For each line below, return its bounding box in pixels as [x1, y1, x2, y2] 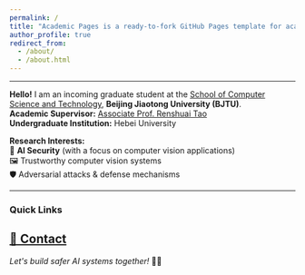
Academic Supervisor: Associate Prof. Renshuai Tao [9, 108, 207, 119]
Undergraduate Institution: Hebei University [9, 118, 177, 128]
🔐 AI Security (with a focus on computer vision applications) [9, 145, 236, 155]
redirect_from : [9, 38, 67, 48]
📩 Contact [9, 231, 67, 247]
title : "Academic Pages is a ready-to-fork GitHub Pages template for [9, 22, 282, 31]
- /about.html [17, 55, 71, 64]
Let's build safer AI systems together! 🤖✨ [9, 255, 162, 266]
